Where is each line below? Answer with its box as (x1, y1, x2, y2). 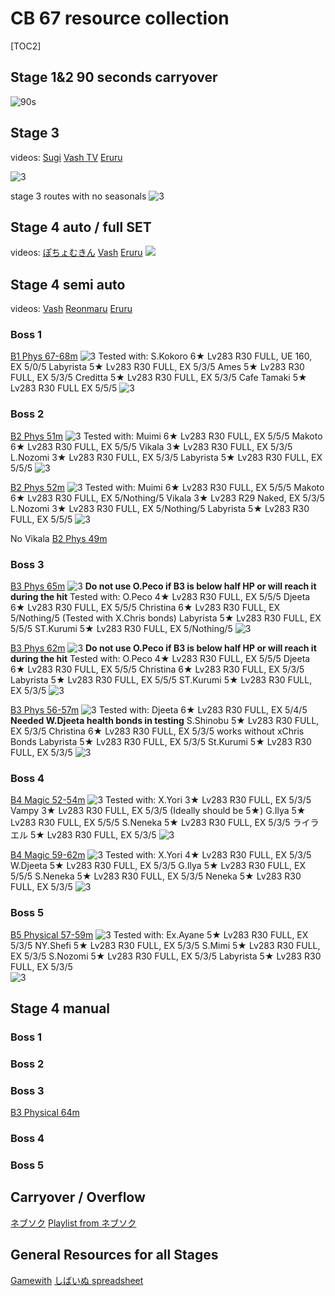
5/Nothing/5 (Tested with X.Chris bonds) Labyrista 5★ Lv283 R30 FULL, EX (10, 612, 322, 624)
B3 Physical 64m (10, 1107, 80, 1119)
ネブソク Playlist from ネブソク (10, 1217, 137, 1229)
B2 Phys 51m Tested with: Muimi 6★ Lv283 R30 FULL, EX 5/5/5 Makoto (10, 430, 323, 442)
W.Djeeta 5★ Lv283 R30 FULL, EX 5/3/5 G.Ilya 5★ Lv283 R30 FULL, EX (10, 860, 307, 872)
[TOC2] (10, 40, 42, 52)
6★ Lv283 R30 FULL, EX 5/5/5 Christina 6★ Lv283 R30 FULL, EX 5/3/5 (10, 663, 305, 676)
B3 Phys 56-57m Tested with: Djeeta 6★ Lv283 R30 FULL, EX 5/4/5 (10, 704, 308, 716)
